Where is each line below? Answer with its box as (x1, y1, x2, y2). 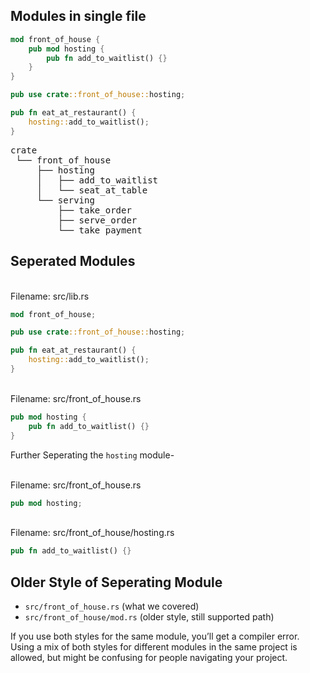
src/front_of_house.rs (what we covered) (24, 600, 200, 613)
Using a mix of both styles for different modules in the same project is (10, 641, 298, 653)
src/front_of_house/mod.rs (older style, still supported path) (24, 611, 275, 623)
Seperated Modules (10, 253, 136, 270)
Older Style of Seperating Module (10, 574, 223, 591)
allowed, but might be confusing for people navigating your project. (10, 652, 288, 664)
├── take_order (57, 204, 132, 216)
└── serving (36, 194, 95, 206)
